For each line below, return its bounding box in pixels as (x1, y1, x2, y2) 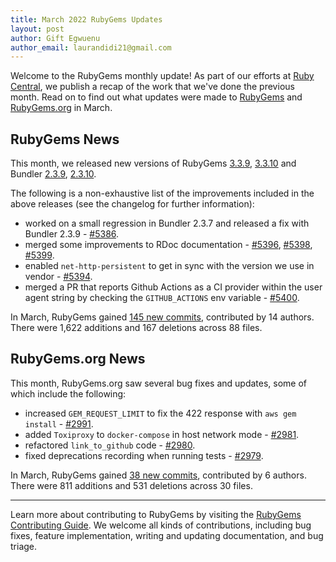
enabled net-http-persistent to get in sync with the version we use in (24, 260, 315, 272)
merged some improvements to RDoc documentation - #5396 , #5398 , (24, 239, 313, 251)
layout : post (10, 24, 65, 34)
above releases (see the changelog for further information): (10, 198, 255, 210)
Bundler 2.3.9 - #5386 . (24, 228, 120, 240)
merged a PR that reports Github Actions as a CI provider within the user (24, 281, 323, 293)
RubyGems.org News (10, 351, 146, 368)
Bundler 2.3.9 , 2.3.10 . (10, 168, 97, 180)
